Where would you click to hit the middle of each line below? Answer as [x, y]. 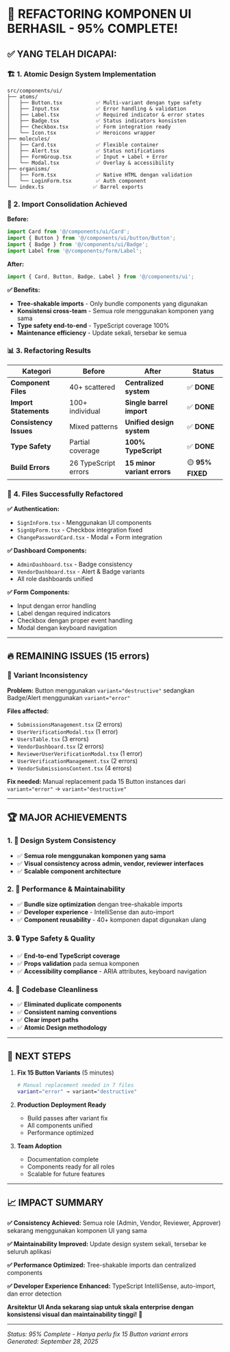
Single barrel [146, 403]
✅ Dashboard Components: [47, 551]
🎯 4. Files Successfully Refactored [65, 494]
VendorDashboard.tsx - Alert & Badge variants [81, 572]
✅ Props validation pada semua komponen [78, 964]
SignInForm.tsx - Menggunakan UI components [84, 523]
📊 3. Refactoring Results [49, 351]
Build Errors [30, 468]
